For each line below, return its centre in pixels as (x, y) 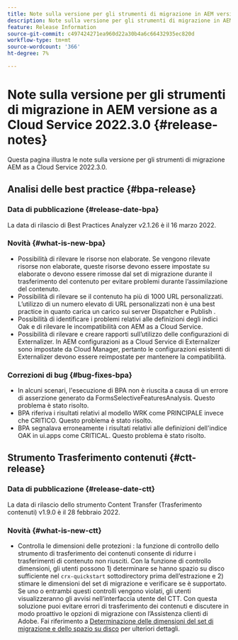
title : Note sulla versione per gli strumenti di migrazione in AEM (110, 14)
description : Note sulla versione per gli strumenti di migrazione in (114, 21)
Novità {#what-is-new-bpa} (57, 243)
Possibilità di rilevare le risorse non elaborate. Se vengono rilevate (114, 259)
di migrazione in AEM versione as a (113, 110)
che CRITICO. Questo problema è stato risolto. (85, 421)
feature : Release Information (52, 27)
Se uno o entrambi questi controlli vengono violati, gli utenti (104, 591)
